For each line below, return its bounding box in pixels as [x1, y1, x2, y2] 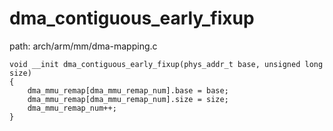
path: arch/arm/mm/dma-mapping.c [9, 40, 158, 52]
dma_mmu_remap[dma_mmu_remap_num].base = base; [27, 85, 229, 96]
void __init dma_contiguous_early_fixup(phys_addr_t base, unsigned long [9, 59, 324, 69]
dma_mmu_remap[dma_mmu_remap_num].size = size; [27, 94, 229, 104]
